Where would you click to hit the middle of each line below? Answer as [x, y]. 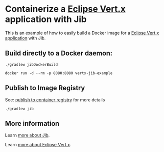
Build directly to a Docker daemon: [59, 53]
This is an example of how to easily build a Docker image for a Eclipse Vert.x [82, 33]
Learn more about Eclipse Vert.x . [38, 145]
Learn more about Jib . [27, 135]
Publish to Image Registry [45, 88]
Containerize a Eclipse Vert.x [65, 9]
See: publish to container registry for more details [55, 100]
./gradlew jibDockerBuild [31, 64]
